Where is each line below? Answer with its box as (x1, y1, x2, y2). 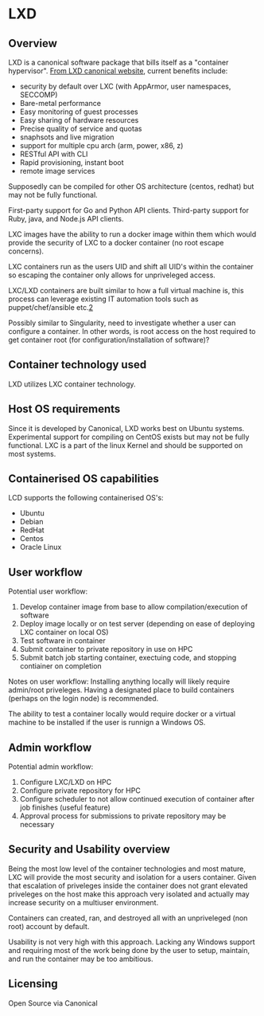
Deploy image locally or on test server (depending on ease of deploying (19, 619, 255, 629)
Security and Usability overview (8, 842, 171, 857)
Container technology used (8, 358, 147, 371)
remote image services (19, 167, 95, 175)
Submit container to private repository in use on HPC (19, 645, 193, 654)
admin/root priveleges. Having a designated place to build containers (8, 685, 235, 695)
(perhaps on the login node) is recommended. (8, 694, 159, 704)
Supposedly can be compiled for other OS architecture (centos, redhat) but (8, 182, 254, 191)
